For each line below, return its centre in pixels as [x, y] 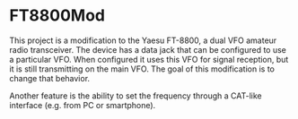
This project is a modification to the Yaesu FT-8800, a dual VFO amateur [143, 40]
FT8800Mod [57, 16]
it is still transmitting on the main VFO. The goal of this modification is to [142, 69]
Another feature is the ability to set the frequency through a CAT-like [136, 96]
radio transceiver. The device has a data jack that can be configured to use [148, 49]
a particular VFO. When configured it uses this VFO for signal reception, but [149, 59]
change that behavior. [50, 78]
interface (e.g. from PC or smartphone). [83, 105]
